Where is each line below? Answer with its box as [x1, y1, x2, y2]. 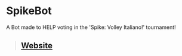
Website [20, 41, 53, 51]
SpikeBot [6, 4, 52, 18]
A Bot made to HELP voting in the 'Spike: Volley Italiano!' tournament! [6, 24, 176, 31]
